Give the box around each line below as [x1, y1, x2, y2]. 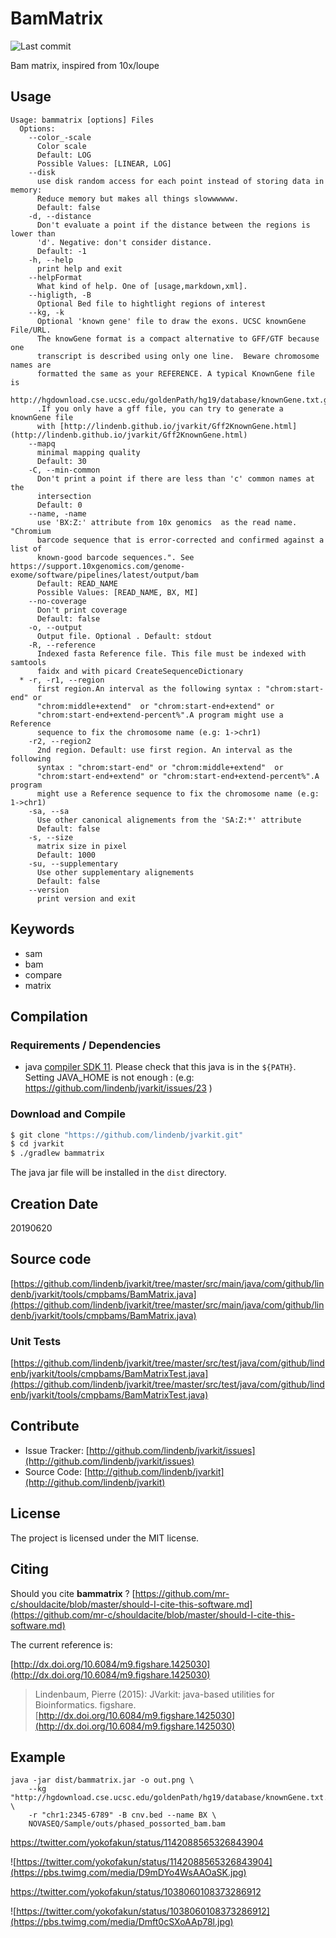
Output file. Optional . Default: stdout [36, 631, 213, 641]
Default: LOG [36, 150, 92, 160]
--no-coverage [28, 596, 87, 606]
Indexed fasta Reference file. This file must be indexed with [36, 648, 307, 659]
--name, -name [28, 508, 87, 519]
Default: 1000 [36, 850, 97, 860]
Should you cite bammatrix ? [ [10, 1587, 136, 1599]
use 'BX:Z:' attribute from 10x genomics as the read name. [36, 517, 298, 527]
